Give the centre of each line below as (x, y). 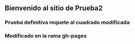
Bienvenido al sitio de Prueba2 (54, 8)
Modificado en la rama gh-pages (46, 36)
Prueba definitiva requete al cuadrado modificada (67, 22)
